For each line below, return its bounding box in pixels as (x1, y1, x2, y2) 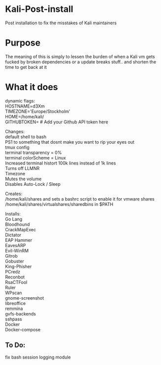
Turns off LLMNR (5, 165, 40, 171)
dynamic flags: (5, 98, 35, 104)
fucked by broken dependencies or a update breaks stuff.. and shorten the (5, 58, 157, 65)
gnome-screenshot (5, 295, 44, 301)
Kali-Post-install (5, 3, 73, 15)
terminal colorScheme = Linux (5, 155, 66, 160)
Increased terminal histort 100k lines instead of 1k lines (5, 160, 116, 166)
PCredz (5, 268, 21, 274)
